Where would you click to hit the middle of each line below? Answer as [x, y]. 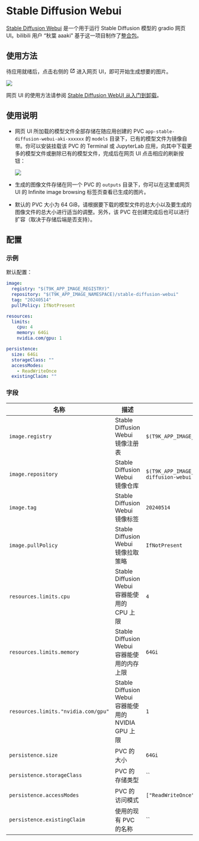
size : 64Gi [25, 354]
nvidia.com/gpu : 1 [39, 338]
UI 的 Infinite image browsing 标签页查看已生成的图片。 [82, 192]
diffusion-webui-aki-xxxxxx [49, 139]
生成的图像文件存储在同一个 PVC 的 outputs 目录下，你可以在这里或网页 [102, 184]
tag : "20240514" [31, 300]
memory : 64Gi [33, 333]
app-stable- [160, 132]
